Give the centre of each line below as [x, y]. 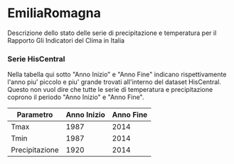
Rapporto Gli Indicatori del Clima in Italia [66, 40]
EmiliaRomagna [54, 13]
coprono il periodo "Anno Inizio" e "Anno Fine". [76, 97]
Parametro [35, 115]
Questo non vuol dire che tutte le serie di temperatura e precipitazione [110, 90]
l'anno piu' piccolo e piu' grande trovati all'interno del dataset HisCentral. [115, 82]
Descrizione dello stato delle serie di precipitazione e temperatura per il [112, 33]
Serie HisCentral [36, 58]
